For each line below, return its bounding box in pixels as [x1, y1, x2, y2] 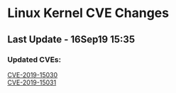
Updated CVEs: [7, 55, 62, 65]
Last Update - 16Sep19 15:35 [7, 33, 136, 45]
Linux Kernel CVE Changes [7, 5, 169, 21]
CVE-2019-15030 [7, 70, 58, 79]
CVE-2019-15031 [7, 78, 57, 87]
